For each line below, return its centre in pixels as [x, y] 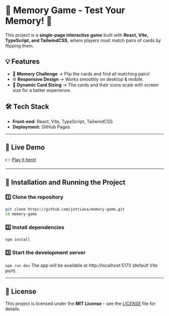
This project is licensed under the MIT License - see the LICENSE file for [80, 304]
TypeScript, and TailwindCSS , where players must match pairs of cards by [83, 40]
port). [11, 271]
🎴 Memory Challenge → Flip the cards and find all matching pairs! [81, 74]
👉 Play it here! [21, 160]
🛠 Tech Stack [27, 107]
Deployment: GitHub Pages [41, 127]
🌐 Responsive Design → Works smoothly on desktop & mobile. [78, 79]
